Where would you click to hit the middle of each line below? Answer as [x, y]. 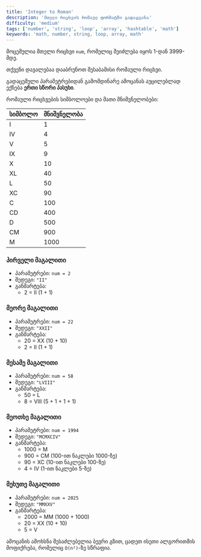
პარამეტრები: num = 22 [44, 321]
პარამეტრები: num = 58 [44, 376]
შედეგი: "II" [31, 280]
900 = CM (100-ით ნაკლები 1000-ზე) [71, 456]
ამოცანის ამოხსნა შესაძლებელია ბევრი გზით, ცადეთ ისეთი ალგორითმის [101, 541]
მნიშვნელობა [63, 114]
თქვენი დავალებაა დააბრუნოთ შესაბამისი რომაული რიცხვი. [84, 69]
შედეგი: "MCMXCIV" [38, 437]
